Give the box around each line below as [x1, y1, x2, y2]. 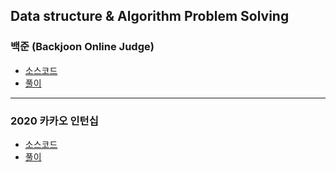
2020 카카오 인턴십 [10, 114, 99, 128]
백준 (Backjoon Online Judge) [10, 40, 155, 54]
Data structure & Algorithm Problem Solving [10, 8, 290, 25]
